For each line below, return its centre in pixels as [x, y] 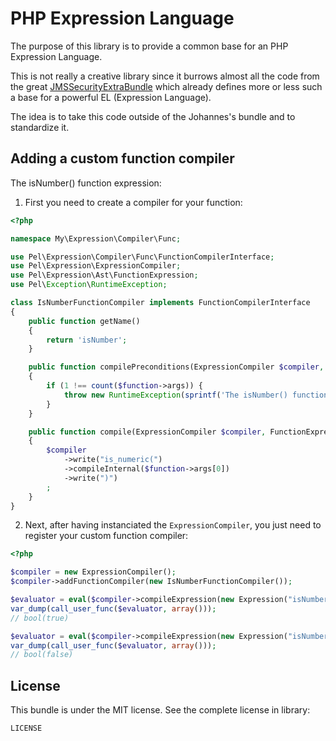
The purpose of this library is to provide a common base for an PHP [149, 46]
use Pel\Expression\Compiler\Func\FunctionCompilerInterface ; [142, 257]
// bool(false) [42, 655]
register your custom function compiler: [106, 536]
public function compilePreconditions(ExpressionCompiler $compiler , [176, 367]
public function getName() [84, 321]
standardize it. [40, 127]
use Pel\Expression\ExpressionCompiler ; [96, 266]
